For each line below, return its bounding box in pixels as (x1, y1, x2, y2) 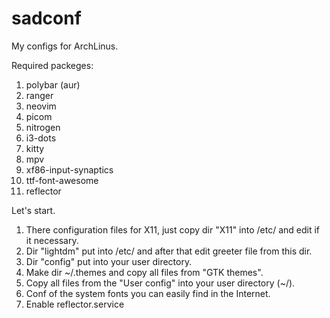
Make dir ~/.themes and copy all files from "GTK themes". (25, 266, 264, 278)
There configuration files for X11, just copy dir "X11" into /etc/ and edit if (25, 223, 321, 236)
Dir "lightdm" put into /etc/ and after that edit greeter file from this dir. (25, 245, 313, 257)
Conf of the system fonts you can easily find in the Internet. (25, 287, 271, 299)
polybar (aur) (25, 78, 81, 91)
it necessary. (25, 234, 79, 246)
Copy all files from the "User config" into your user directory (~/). (25, 277, 296, 289)
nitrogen (25, 121, 61, 133)
